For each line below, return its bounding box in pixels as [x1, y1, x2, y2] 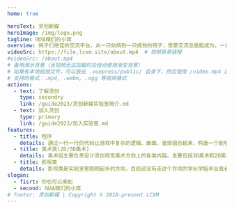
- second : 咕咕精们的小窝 [13, 185, 81, 192]
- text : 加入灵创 [13, 107, 60, 114]
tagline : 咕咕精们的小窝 [7, 36, 72, 42]
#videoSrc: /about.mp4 [7, 55, 73, 63]
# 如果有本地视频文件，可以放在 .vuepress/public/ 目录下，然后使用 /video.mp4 [7, 68, 221, 75]
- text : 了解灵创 [13, 88, 60, 95]
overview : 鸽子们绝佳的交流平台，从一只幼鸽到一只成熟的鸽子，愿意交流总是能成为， [7, 42, 220, 49]
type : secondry [19, 94, 64, 101]
